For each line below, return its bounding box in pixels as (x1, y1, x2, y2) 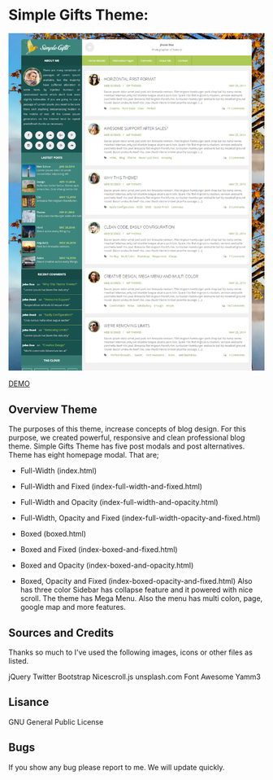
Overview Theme (8, 402, 97, 416)
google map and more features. (19, 603, 126, 612)
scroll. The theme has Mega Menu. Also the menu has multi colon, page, (19, 594, 263, 603)
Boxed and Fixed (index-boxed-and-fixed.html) (19, 545, 178, 554)
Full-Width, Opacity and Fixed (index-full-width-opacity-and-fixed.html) (19, 513, 261, 523)
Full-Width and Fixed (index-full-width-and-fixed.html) (19, 482, 203, 492)
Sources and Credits (8, 625, 115, 640)
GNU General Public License (8, 716, 104, 726)
